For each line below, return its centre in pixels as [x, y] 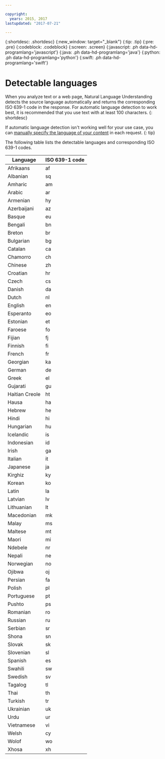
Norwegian [21, 564]
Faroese [17, 330]
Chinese [17, 265]
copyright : [16, 14]
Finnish [16, 346]
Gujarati [17, 386]
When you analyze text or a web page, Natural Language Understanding [79, 97]
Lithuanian [20, 507]
